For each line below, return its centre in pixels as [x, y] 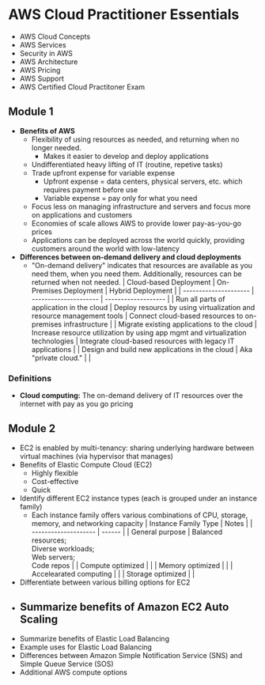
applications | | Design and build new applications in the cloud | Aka [142, 349]
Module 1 [31, 112]
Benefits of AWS [47, 131]
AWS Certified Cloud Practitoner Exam [82, 87]
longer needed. [56, 147]
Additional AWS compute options [74, 672]
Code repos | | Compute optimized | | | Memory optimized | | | [132, 565]
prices [42, 232]
